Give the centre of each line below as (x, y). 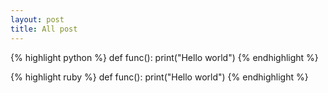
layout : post (37, 19)
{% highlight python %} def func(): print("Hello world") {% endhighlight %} (164, 57)
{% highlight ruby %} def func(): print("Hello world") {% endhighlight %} (159, 77)
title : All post (44, 29)
